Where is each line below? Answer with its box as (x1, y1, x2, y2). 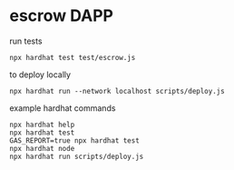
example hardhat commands (9, 102, 116, 114)
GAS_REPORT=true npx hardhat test (9, 135, 141, 145)
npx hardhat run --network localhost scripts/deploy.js (9, 86, 225, 95)
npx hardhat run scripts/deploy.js (9, 152, 144, 161)
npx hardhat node (9, 144, 75, 153)
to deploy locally (9, 69, 71, 80)
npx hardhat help (9, 120, 75, 129)
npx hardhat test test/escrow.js (9, 53, 136, 62)
